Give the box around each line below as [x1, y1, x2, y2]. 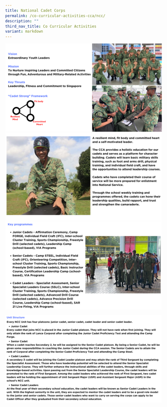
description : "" [5, 18, 39, 23]
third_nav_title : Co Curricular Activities [5, 24, 97, 29]
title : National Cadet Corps [5, 8, 66, 13]
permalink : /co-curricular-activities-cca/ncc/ [5, 13, 106, 18]
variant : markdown [5, 29, 43, 34]
